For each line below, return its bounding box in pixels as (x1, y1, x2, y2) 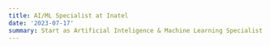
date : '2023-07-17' (8, 19, 75, 27)
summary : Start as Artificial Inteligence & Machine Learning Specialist (8, 26, 264, 34)
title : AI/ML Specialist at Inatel (8, 11, 129, 20)
